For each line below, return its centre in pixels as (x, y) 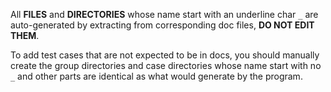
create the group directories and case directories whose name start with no (166, 65)
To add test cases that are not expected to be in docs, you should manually (165, 55)
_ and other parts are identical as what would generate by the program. (156, 76)
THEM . (25, 35)
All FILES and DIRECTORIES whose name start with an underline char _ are (164, 14)
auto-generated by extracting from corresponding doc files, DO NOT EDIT (162, 25)
